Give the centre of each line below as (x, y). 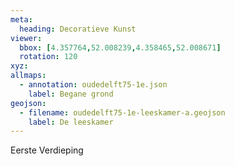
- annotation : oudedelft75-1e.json (93, 85)
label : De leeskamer (71, 122)
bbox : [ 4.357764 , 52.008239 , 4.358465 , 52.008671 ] (120, 47)
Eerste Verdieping (47, 150)
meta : (21, 19)
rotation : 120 (48, 57)
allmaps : (28, 76)
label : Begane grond (71, 94)
